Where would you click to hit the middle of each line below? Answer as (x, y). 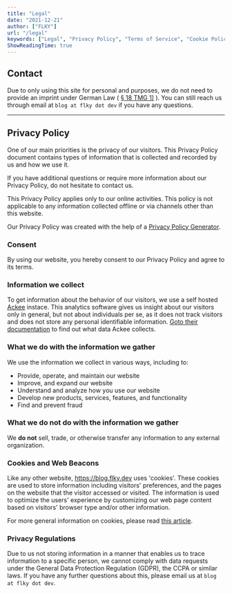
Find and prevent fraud (50, 405)
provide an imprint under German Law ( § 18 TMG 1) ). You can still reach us (115, 97)
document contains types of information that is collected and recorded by (112, 157)
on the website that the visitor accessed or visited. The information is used (113, 493)
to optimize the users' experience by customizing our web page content (109, 500)
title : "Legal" (29, 13)
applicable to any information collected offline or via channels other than (110, 206)
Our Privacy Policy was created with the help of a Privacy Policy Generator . (114, 227)
